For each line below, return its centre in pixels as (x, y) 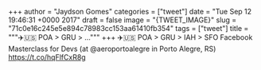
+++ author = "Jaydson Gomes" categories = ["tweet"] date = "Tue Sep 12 (130, 12)
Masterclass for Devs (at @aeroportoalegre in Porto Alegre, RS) (112, 49)
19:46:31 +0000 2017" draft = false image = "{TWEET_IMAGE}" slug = (123, 20)
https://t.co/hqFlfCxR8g (47, 57)
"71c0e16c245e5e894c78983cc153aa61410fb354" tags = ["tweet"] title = (129, 28)
